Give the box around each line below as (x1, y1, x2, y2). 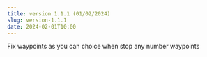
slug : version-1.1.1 (7, 17, 68, 24)
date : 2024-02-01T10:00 (7, 23, 77, 30)
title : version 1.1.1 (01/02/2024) (7, 10, 111, 17)
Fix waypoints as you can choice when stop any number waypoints (7, 42, 200, 51)
